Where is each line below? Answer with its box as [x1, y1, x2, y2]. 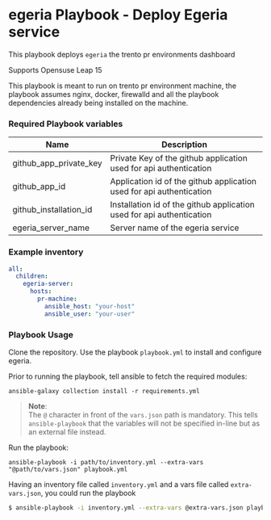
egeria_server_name [12, 222, 90, 233]
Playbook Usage [8, 329, 74, 340]
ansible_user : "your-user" [44, 309, 135, 318]
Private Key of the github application [110, 153, 248, 164]
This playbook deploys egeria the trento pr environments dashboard [8, 49, 236, 59]
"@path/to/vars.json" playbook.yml [8, 465, 128, 473]
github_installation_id [12, 204, 93, 216]
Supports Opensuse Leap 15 [8, 65, 102, 74]
